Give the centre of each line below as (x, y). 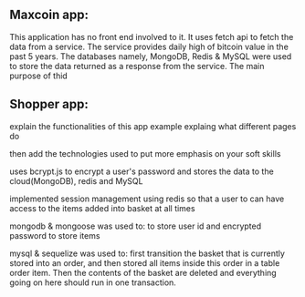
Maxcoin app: (49, 15)
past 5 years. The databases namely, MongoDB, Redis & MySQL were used (151, 56)
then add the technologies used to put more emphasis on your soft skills (145, 153)
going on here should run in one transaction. (93, 282)
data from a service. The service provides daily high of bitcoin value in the (149, 46)
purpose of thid (39, 76)
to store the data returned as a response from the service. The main (137, 66)
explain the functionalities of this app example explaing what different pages (153, 126)
